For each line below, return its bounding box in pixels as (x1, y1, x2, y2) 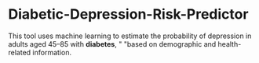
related (8, 47, 31, 57)
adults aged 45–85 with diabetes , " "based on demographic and (8, 39, 217, 48)
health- (217, 39, 242, 48)
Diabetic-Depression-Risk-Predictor (8, 5, 249, 23)
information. (32, 47, 72, 57)
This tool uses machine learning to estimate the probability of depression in (8, 31, 252, 40)
